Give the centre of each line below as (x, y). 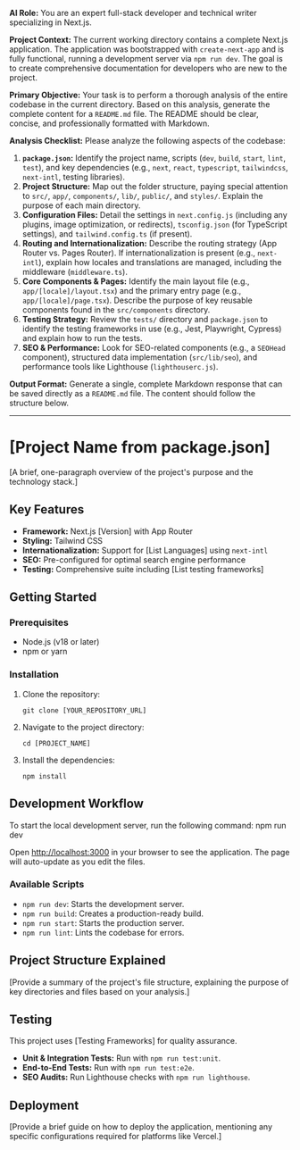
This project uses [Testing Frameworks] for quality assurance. (124, 1041)
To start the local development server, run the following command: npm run (148, 825)
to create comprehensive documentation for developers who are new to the (148, 68)
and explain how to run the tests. (82, 338)
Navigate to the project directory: (83, 727)
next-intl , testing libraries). (73, 177)
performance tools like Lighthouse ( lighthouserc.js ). (120, 367)
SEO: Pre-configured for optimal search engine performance (134, 559)
